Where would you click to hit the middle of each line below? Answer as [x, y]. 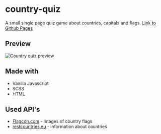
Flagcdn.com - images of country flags [52, 121]
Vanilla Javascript [30, 83]
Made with [22, 71]
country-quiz [33, 9]
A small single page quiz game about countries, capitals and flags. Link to [80, 23]
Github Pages [19, 28]
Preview [18, 44]
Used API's [23, 109]
